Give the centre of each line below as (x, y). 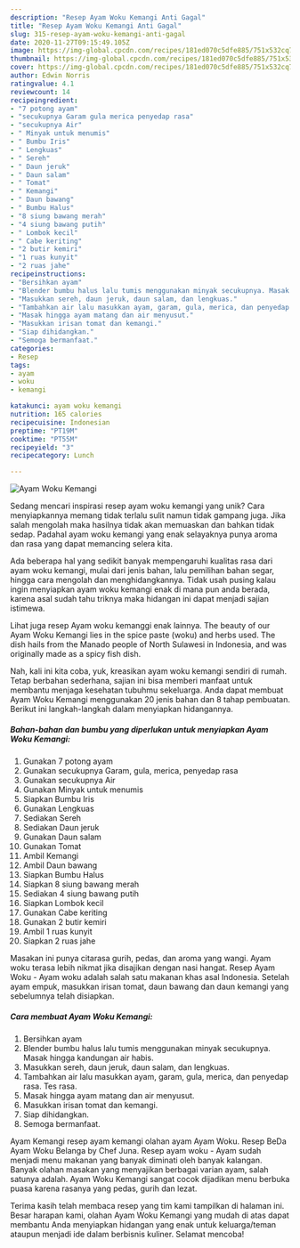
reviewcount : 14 (40, 92)
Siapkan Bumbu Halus (64, 875)
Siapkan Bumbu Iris (58, 799)
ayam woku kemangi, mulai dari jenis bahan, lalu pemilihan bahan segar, (142, 571)
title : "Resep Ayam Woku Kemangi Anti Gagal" (96, 26)
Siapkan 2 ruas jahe (59, 941)
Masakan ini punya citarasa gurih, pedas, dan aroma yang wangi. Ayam (141, 959)
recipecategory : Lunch (52, 456)
